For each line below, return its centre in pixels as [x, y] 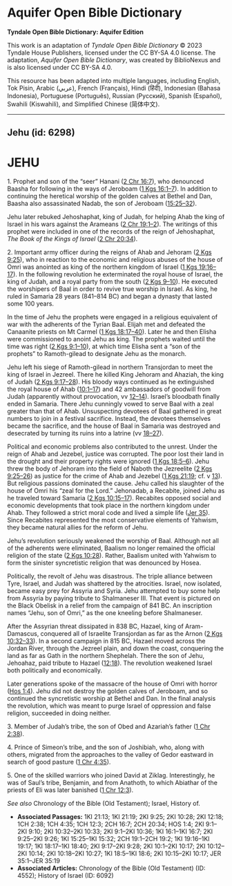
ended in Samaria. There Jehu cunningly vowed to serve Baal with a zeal [110, 404]
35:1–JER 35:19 [39, 861]
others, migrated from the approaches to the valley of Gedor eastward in [110, 755]
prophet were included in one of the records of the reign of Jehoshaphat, [111, 232]
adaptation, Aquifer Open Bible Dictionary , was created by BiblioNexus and [114, 59]
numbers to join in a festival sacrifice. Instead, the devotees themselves [109, 419]
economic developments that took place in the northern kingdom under [108, 505]
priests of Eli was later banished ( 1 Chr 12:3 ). [70, 790]
